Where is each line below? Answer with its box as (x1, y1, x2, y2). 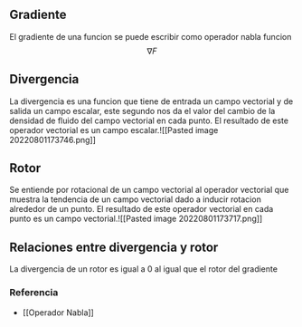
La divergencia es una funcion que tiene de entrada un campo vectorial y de (9, 95, 294, 107)
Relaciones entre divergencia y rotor (9, 239, 219, 255)
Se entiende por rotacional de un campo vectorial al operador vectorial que (9, 185, 289, 196)
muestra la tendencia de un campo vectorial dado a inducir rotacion (9, 194, 262, 205)
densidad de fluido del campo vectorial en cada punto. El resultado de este (9, 115, 289, 126)
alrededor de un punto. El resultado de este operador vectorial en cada (9, 204, 274, 215)
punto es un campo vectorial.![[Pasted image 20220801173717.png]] (9, 213, 263, 225)
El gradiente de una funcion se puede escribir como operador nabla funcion (9, 31, 292, 42)
